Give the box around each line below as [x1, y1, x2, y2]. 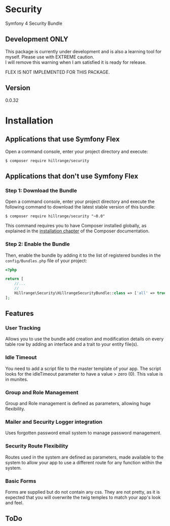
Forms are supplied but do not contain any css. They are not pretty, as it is [5, 489, 160, 495]
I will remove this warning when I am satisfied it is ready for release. [5, 59, 147, 65]
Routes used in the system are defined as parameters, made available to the [5, 454, 164, 460]
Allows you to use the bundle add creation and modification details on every [5, 336, 164, 342]
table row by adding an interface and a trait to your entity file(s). [5, 341, 139, 347]
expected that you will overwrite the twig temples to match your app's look [5, 494, 161, 500]
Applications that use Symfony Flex [5, 135, 120, 144]
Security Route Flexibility [5, 442, 68, 450]
